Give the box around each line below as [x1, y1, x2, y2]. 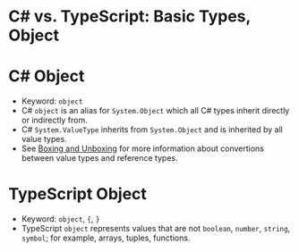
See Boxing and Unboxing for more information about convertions [21, 143, 265, 154]
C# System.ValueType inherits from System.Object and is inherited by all [21, 124, 283, 135]
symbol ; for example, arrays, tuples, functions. [21, 232, 191, 243]
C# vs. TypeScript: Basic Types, [8, 6, 252, 27]
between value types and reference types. [21, 153, 178, 164]
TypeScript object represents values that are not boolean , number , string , [21, 223, 291, 234]
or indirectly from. [21, 114, 88, 126]
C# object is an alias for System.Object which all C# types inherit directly [21, 105, 290, 116]
